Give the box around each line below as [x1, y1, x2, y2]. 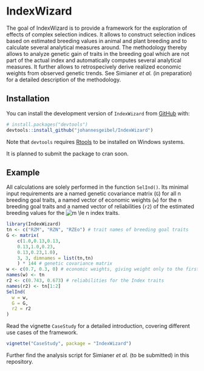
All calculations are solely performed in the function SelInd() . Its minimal [6, 183, 189, 191]
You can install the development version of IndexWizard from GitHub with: [6, 109, 190, 117]
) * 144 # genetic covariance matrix [17, 260, 113, 267]
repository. [6, 358, 33, 366]
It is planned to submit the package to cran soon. [6, 150, 129, 157]
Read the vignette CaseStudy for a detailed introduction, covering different [6, 322, 190, 330]
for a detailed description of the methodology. [6, 76, 121, 83]
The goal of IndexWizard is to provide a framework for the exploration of [6, 24, 188, 32]
